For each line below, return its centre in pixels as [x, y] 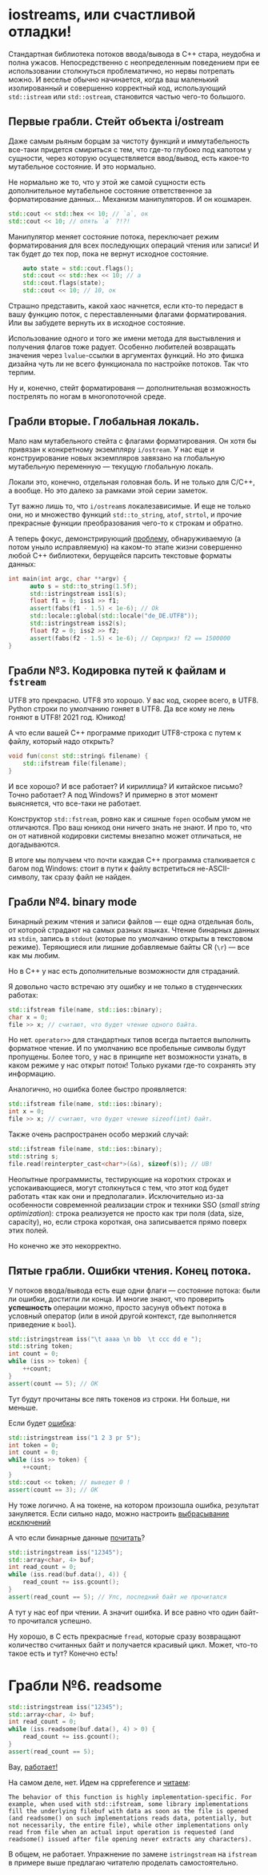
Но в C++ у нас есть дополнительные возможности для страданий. [124, 971]
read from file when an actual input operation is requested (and [121, 1832]
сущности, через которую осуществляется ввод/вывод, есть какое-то [129, 158]
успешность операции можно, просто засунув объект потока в [117, 1307]
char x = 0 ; [28, 1017]
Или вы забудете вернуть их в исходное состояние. [97, 323]
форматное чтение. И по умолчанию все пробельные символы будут [127, 1048]
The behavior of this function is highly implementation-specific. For [130, 1797]
